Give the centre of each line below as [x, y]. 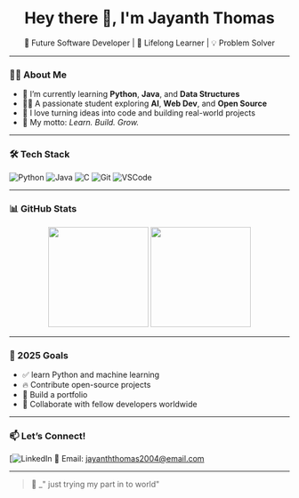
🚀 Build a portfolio [55, 395]
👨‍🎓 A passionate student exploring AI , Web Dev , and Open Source [145, 104]
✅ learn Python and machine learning [91, 375]
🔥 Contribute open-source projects [86, 385]
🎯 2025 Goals [39, 355]
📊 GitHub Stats [43, 209]
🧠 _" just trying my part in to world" [95, 485]
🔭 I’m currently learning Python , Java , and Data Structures [131, 94]
